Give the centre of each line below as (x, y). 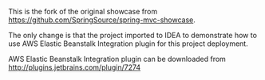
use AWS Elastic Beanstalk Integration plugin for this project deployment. (129, 44)
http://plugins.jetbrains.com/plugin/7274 (75, 67)
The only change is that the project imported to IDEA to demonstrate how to (133, 35)
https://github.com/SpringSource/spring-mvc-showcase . (102, 20)
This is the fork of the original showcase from (83, 11)
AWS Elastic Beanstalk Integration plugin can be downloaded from (117, 59)
